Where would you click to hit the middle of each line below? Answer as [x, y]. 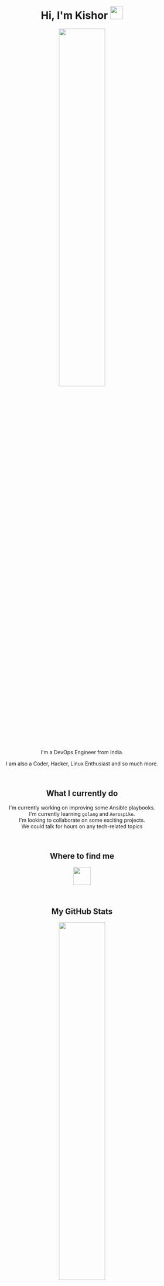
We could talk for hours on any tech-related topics [82, 826]
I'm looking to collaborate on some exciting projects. [82, 820]
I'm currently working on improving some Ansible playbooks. [82, 808]
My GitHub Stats [82, 911]
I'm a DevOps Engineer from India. [82, 752]
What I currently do [82, 793]
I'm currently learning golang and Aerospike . [82, 814]
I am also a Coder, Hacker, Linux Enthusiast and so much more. [82, 764]
